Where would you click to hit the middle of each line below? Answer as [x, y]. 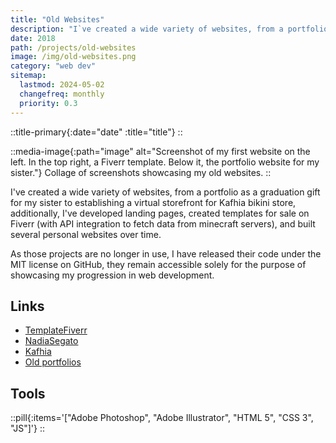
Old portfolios [53, 362]
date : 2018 [33, 38]
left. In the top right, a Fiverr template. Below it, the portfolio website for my [165, 162]
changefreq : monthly [62, 94]
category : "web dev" [53, 66]
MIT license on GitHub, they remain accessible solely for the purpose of [158, 264]
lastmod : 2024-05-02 [62, 85]
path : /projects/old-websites [73, 47]
